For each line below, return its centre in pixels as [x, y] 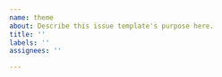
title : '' [28, 34]
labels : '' [30, 43]
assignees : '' [36, 51]
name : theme [31, 17]
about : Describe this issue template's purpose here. [112, 26]
